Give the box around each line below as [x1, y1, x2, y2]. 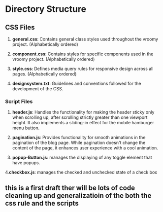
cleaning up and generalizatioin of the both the [5, 191, 152, 200]
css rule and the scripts [5, 199, 79, 208]
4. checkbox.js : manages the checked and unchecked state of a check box [5, 169, 158, 176]
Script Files [5, 98, 33, 105]
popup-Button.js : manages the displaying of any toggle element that [12, 154, 152, 161]
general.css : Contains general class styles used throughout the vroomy [12, 36, 159, 42]
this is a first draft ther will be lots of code [5, 183, 135, 192]
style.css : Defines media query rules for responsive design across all [12, 66, 154, 71]
